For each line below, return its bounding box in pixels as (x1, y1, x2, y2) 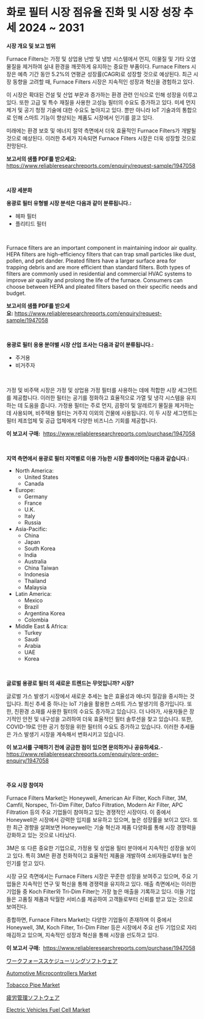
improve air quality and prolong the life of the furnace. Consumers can (6, 276, 183, 284)
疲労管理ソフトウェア (6, 993, 60, 1001)
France (24, 499, 43, 507)
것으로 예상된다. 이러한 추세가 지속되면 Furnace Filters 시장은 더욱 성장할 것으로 (6, 134, 197, 142)
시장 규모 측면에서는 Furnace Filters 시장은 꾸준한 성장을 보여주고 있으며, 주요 (6, 872, 192, 880)
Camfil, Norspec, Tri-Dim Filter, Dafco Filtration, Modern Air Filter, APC (6, 801, 183, 808)
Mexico (24, 597, 43, 604)
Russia (24, 518, 41, 526)
